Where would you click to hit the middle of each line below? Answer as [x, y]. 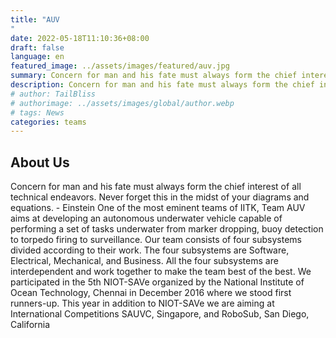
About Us [40, 162]
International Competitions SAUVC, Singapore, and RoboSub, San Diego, [160, 314]
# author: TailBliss [53, 94]
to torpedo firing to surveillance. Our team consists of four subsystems [156, 240]
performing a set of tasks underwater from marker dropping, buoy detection [167, 229]
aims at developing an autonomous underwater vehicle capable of [146, 218]
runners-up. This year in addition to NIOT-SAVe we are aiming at [142, 303]
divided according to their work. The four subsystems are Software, [150, 250]
